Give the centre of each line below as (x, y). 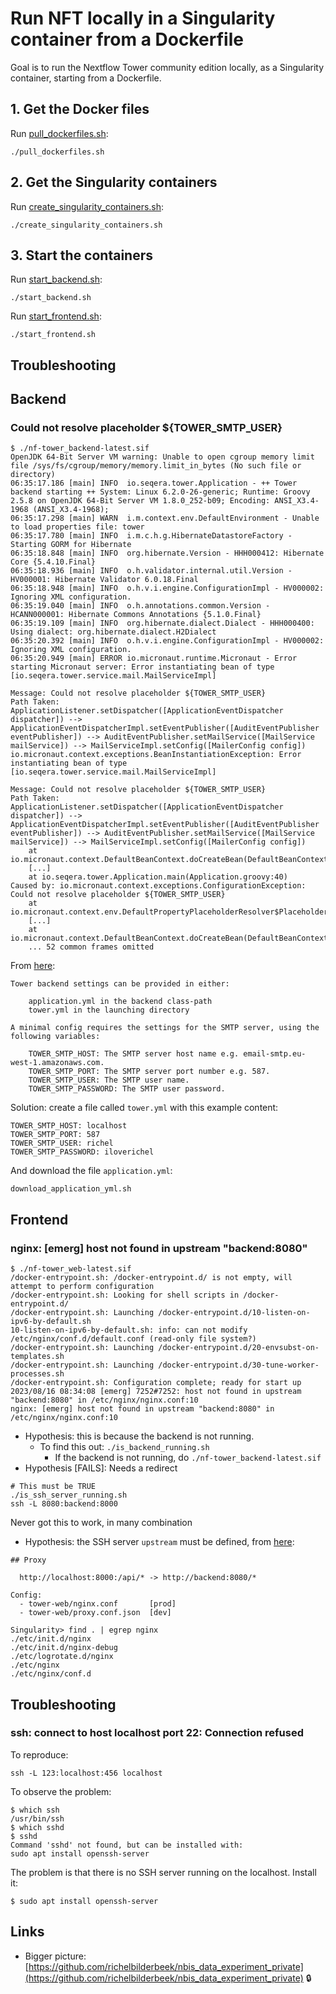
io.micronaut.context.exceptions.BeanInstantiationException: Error (156, 755)
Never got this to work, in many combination (101, 1523)
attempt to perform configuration (82, 1287)
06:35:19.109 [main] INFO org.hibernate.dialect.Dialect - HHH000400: (162, 623)
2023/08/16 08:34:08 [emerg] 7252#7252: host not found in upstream (156, 1392)
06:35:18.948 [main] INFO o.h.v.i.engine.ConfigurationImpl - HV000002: (167, 588)
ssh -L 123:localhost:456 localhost (86, 1773)
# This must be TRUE (53, 1487)
